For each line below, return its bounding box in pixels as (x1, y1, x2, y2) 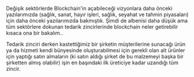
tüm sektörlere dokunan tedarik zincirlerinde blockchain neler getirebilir (6, 23, 178, 30)
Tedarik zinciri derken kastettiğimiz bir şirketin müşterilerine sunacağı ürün (6, 41, 186, 47)
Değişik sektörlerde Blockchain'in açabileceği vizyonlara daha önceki (6, 5, 172, 12)
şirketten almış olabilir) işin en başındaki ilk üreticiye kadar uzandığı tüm (6, 59, 179, 66)
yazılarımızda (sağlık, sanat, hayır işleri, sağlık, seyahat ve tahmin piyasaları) (6, 11, 189, 18)
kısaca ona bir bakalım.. (6, 30, 63, 36)
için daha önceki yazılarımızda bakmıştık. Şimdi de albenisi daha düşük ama (6, 17, 188, 24)
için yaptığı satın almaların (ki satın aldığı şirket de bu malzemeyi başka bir (6, 53, 184, 60)
